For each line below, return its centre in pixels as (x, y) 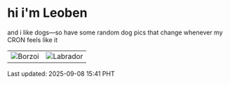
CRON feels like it (33, 39)
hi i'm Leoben (47, 13)
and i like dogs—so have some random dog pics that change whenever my (115, 32)
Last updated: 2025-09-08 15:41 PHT (61, 73)
